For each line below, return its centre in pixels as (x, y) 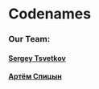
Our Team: (29, 39)
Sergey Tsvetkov (37, 58)
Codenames (49, 14)
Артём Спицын (35, 76)
